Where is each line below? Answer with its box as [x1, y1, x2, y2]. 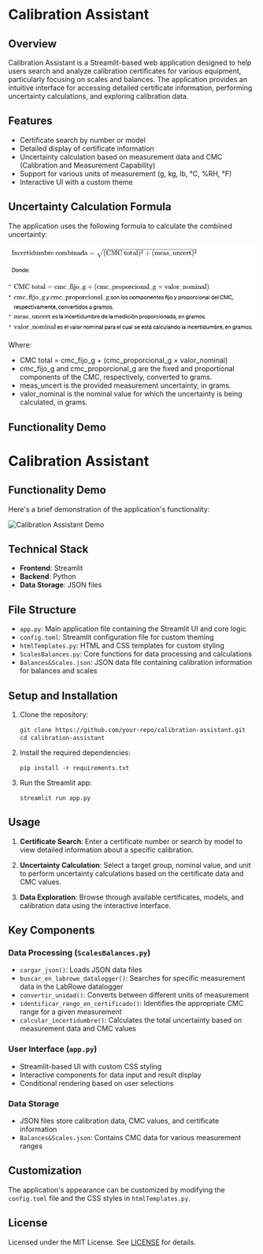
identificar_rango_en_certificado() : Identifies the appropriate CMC [19, 999, 244, 1008]
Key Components [8, 924, 95, 937]
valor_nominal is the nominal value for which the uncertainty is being [19, 389, 243, 399]
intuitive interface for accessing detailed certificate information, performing [8, 83, 253, 92]
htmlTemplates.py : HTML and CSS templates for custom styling [19, 641, 224, 651]
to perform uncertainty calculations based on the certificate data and [19, 869, 244, 878]
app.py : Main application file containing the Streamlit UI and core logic [19, 624, 246, 633]
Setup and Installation [8, 689, 118, 702]
